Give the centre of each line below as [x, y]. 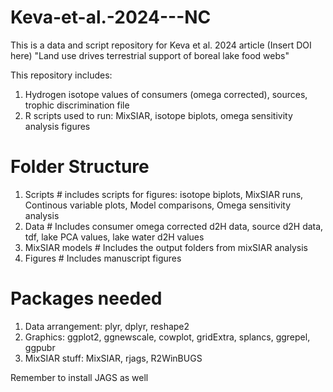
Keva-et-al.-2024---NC [111, 17]
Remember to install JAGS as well [79, 377]
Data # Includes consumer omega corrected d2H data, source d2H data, [174, 226]
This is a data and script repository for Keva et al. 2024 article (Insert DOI [161, 45]
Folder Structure [80, 167]
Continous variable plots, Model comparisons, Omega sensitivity [158, 205]
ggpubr [40, 347]
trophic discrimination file [77, 105]
